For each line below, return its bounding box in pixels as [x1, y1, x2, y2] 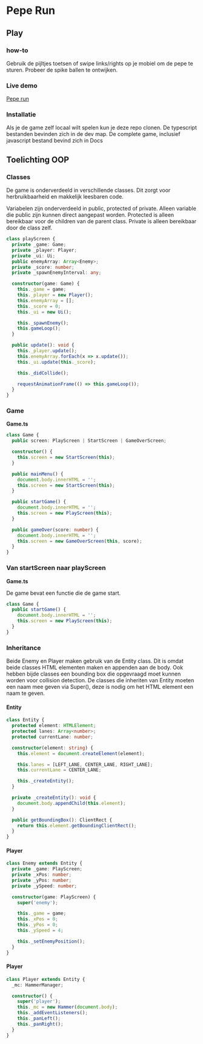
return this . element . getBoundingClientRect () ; [17, 822, 137, 829]
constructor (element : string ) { [12, 745, 94, 751]
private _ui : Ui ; [12, 253, 56, 259]
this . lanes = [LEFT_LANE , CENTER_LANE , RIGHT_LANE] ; [17, 761, 153, 768]
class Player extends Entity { [6, 976, 85, 982]
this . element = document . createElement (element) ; [17, 750, 145, 756]
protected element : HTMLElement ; [12, 723, 96, 729]
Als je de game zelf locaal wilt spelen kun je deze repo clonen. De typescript [6, 124, 197, 131]
